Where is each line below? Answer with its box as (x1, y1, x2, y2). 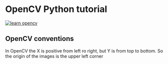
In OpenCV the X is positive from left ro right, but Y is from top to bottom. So (5, 47, 163, 53)
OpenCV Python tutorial (5, 3, 107, 15)
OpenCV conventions (5, 34, 74, 43)
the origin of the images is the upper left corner (5, 53, 104, 59)
